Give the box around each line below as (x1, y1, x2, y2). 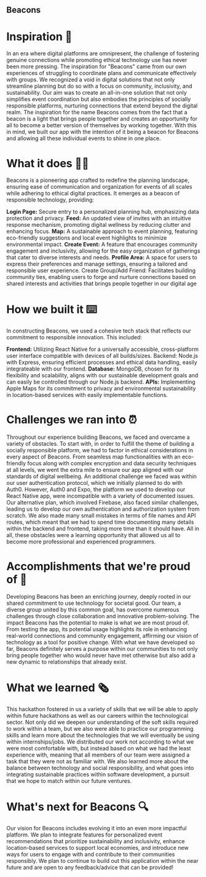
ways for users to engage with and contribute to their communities (6, 851, 175, 858)
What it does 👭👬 (6, 156, 89, 170)
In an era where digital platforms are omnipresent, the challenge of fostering (6, 50, 200, 57)
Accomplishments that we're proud (6, 559, 191, 573)
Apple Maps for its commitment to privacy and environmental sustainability (6, 385, 196, 392)
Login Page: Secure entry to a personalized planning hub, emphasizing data (6, 208, 199, 216)
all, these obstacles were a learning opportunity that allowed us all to (6, 532, 181, 539)
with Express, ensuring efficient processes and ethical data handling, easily (6, 359, 198, 366)
